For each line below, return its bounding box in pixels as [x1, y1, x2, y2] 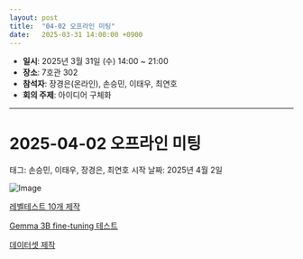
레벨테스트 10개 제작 [9, 201, 81, 212]
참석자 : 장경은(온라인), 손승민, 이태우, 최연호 [22, 79, 178, 89]
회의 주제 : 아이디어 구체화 [22, 89, 112, 100]
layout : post [9, 13, 59, 23]
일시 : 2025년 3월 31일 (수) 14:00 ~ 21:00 [22, 56, 169, 67]
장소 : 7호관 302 [22, 67, 78, 78]
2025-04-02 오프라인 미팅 [9, 133, 201, 153]
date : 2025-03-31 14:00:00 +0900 [9, 30, 143, 39]
